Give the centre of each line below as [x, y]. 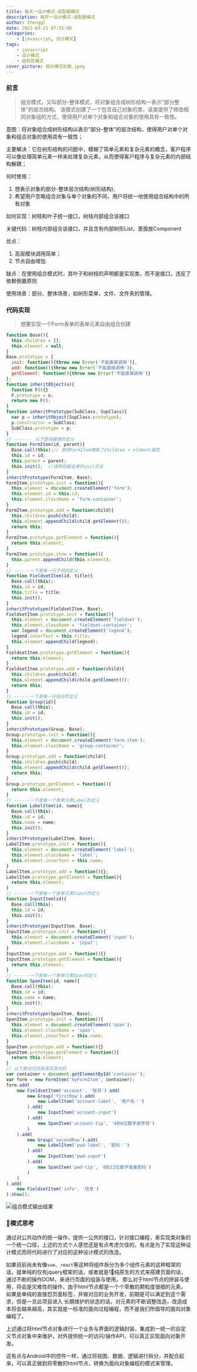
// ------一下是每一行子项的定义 [42, 571]
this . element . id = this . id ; [46, 494]
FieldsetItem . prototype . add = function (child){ [65, 669]
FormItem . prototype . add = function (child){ [60, 510]
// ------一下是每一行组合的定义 [42, 696]
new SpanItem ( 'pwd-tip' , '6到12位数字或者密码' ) [94, 1167]
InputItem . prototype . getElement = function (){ [64, 959]
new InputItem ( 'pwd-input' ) [72, 1156]
